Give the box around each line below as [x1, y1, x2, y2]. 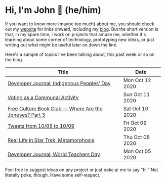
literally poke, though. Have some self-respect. [5, 172, 101, 178]
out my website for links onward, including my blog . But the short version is [5, 26, 159, 32]
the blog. [5, 56, 23, 62]
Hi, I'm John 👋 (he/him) [5, 4, 101, 16]
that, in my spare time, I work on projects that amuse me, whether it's [5, 31, 146, 37]
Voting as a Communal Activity [7, 94, 79, 101]
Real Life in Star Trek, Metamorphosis [7, 137, 95, 143]
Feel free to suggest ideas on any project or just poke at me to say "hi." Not [5, 167, 158, 173]
